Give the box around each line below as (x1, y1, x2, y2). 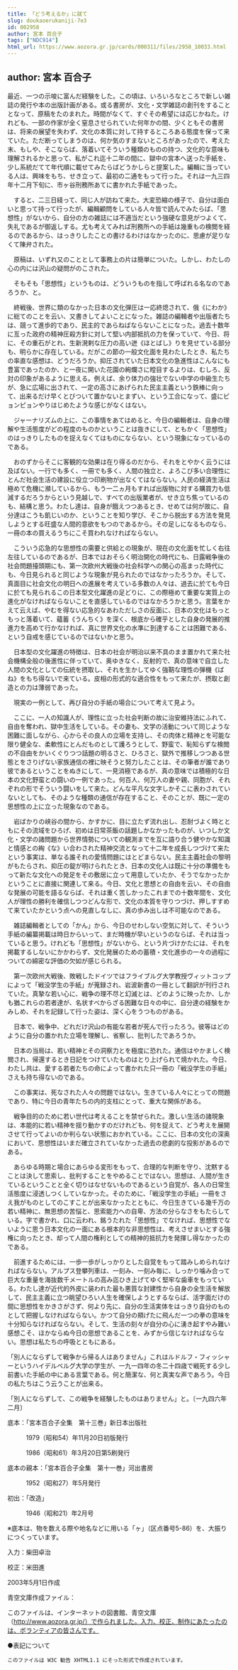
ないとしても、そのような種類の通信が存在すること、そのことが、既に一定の (7, 793, 230, 801)
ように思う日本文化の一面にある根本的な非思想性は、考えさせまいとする (13, 1225, 225, 1233)
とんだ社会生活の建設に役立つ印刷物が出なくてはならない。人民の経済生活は (7, 475, 231, 484)
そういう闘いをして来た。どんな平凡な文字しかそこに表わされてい (38, 784, 231, 793)
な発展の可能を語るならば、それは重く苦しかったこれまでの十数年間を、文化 (7, 888, 231, 896)
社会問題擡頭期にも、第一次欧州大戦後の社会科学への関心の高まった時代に (7, 561, 225, 570)
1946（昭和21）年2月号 (25, 1509, 94, 1517)
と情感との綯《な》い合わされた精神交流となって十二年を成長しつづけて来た (7, 843, 230, 852)
